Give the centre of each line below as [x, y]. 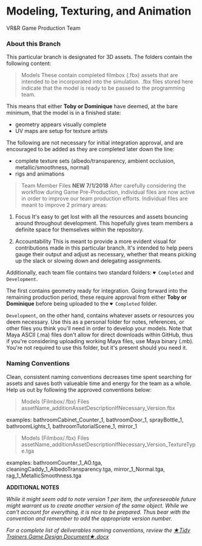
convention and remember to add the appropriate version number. [89, 518]
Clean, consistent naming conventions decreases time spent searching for [99, 377]
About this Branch [34, 44]
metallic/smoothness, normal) [52, 168]
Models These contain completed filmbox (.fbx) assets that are [99, 75]
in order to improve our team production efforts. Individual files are [104, 199]
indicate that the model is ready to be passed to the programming [103, 88]
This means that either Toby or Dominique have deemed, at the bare [92, 106]
